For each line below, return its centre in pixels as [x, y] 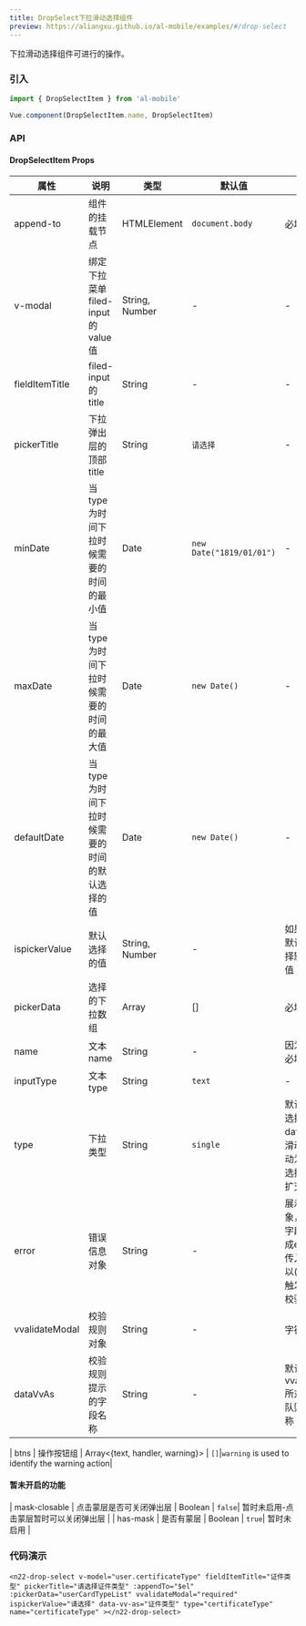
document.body [222, 223]
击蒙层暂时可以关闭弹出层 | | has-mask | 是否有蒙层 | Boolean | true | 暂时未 [150, 1519]
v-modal [33, 305]
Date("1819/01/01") [234, 552]
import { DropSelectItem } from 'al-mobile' [95, 98]
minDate [32, 547]
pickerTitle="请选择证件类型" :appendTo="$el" [109, 1587]
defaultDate [39, 837]
